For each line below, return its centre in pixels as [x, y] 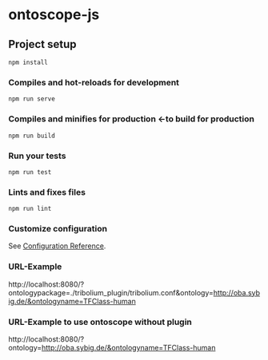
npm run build [32, 136]
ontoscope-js [54, 15]
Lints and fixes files [47, 192]
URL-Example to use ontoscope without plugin [100, 322]
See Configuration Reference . [57, 246]
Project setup [43, 44]
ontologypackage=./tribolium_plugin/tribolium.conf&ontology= [111, 292]
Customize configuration [58, 229]
